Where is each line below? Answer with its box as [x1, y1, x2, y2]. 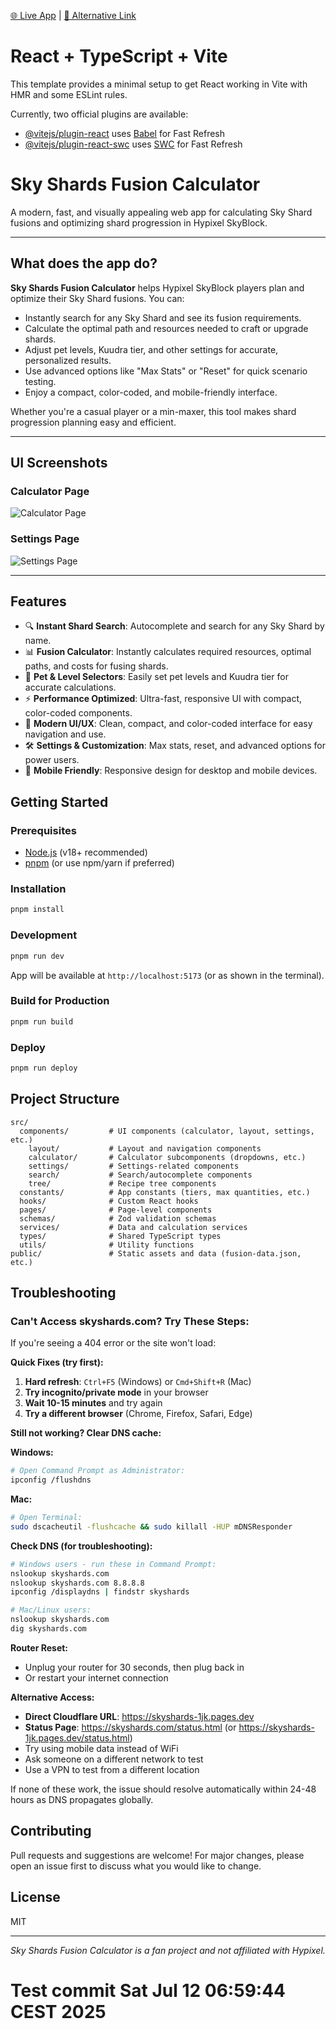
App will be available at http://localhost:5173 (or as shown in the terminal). [10, 969, 325, 981]
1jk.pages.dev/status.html [24, 1731, 130, 1744]
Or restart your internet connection [24, 1671, 169, 1684]
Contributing [10, 1823, 92, 1840]
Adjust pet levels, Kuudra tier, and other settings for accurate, [24, 343, 279, 355]
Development [10, 928, 78, 942]
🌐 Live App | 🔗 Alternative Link [10, 10, 137, 21]
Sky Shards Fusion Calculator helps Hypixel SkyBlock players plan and [10, 281, 305, 294]
